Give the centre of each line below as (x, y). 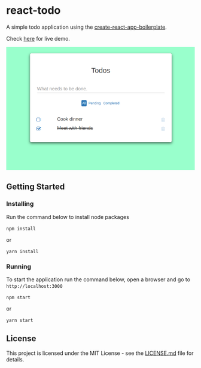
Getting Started (36, 187)
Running (19, 266)
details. (15, 359)
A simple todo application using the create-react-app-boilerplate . (87, 27)
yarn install (22, 251)
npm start (19, 297)
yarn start (20, 320)
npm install (21, 229)
